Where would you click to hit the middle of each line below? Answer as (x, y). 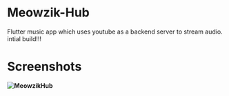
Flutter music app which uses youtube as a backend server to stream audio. (115, 32)
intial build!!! (24, 38)
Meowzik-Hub (48, 13)
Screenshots (44, 67)
